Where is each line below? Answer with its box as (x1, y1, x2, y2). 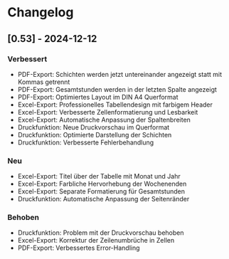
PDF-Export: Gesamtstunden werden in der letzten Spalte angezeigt (17, 85, 217, 93)
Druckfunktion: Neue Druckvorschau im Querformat (17, 122, 170, 132)
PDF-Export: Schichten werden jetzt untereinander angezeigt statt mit (17, 70, 223, 78)
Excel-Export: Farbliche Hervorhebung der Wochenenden (17, 179, 187, 189)
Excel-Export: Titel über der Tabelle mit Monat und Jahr (17, 172, 181, 181)
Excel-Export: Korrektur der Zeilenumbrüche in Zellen (17, 236, 175, 245)
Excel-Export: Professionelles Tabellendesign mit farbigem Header (17, 100, 213, 109)
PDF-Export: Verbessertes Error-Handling (17, 243, 140, 253)
